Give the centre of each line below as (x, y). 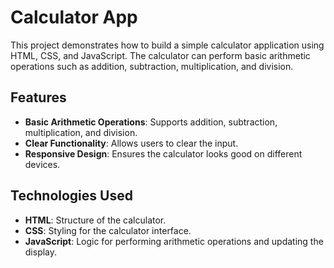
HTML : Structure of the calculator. (95, 220)
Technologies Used (71, 196)
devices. (42, 164)
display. (41, 252)
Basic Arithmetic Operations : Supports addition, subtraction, (151, 122)
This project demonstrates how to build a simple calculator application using (167, 45)
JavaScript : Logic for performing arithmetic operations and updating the (174, 241)
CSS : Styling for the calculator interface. (108, 230)
